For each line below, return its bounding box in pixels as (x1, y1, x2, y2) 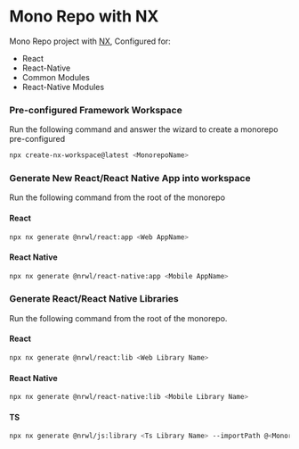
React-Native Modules (21, 81, 105, 92)
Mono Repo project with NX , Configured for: (9, 36, 171, 46)
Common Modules (21, 71, 91, 82)
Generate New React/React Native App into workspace (9, 172, 251, 185)
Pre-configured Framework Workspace (9, 104, 182, 116)
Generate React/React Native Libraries (9, 293, 180, 305)
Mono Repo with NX (9, 6, 159, 27)
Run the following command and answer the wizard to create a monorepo (9, 124, 279, 135)
